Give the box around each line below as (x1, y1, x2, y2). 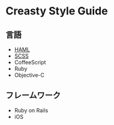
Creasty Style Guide (5, 4, 109, 18)
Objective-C (14, 72, 45, 79)
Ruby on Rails (14, 106, 49, 114)
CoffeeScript (14, 59, 46, 66)
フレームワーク (5, 90, 61, 100)
